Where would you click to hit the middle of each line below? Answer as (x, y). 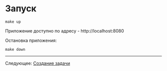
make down (15, 49)
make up (13, 22)
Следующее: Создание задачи (38, 63)
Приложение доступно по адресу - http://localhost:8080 (65, 31)
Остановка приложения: (31, 40)
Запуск (21, 9)
